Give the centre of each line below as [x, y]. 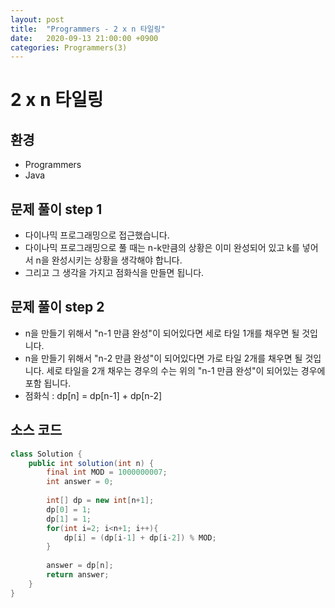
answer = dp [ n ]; [80, 566]
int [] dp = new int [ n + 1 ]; [100, 501]
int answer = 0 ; [80, 482]
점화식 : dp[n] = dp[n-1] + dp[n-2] [93, 395]
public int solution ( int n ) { [91, 463]
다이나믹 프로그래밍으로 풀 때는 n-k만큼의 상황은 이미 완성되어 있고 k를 [162, 248]
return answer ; [78, 575]
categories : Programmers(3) [69, 47]
